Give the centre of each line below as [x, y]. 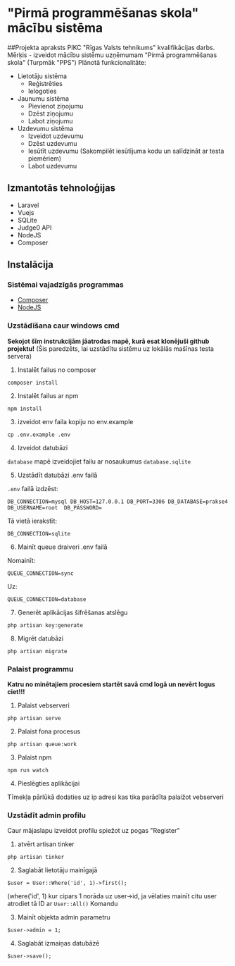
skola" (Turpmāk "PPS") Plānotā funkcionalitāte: [77, 62]
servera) [20, 356]
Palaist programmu [40, 669]
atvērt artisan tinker [46, 844]
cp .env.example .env [39, 435]
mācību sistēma [55, 28]
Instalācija [31, 265]
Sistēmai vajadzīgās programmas [66, 285]
